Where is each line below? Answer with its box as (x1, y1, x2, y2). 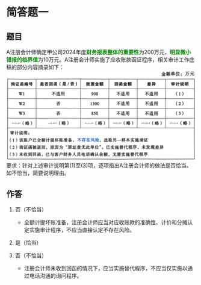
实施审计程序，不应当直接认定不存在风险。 (29, 227, 135, 234)
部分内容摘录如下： (16, 64, 64, 70)
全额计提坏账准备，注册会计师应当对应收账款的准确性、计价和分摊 (23, 219, 188, 226)
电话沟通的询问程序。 (29, 272, 82, 280)
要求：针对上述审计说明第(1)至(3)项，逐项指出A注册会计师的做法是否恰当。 (6, 162, 192, 169)
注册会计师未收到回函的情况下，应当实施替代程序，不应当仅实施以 (23, 265, 188, 272)
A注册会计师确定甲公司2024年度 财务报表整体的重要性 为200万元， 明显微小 (6, 49, 191, 55)
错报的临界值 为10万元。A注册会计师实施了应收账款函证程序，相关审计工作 (6, 56, 190, 63)
